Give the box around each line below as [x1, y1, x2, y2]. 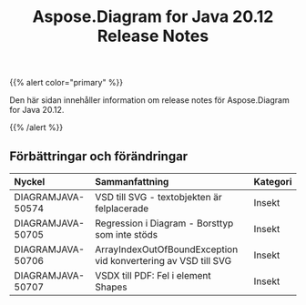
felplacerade [95, 202, 149, 215]
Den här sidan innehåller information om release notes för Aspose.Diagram [9, 95, 290, 106]
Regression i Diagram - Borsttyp [95, 217, 234, 229]
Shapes [95, 280, 127, 293]
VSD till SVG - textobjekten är [95, 191, 222, 203]
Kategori [253, 176, 292, 188]
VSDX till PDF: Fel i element [95, 269, 211, 281]
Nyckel [14, 176, 46, 188]
